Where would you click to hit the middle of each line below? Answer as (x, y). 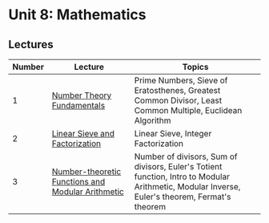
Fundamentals (78, 105)
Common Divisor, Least (178, 100)
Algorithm (153, 120)
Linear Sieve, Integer (173, 134)
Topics (195, 67)
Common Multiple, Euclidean (188, 110)
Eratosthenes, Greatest (177, 90)
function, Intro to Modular (182, 176)
